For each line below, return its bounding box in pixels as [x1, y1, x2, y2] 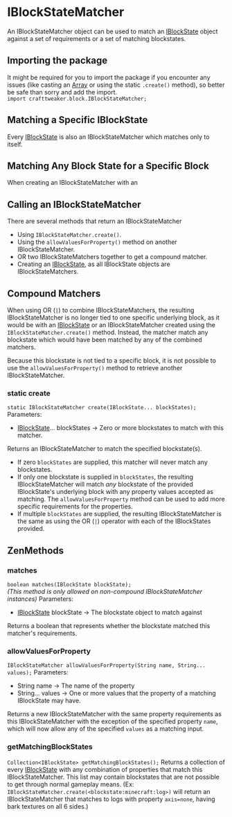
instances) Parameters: [7, 595, 74, 603]
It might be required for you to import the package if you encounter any [7, 73, 211, 81]
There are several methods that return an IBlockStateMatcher [7, 217, 182, 226]
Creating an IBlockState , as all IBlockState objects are [17, 260, 171, 268]
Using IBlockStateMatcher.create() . [17, 231, 122, 239]
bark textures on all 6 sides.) [7, 802, 89, 810]
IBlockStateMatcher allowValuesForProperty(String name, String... [7, 662, 206, 669]
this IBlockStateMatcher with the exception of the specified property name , [7, 717, 218, 726]
